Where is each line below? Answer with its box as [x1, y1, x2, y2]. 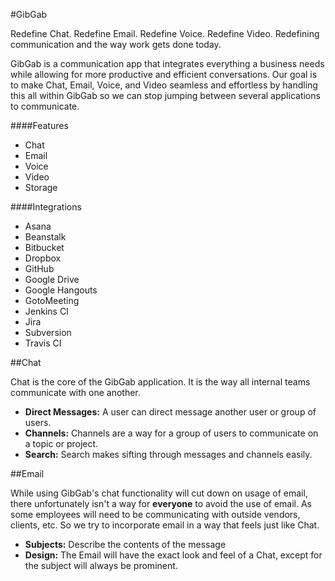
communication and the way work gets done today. [10, 39, 222, 50]
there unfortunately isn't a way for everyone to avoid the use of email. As [10, 498, 312, 509]
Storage [24, 182, 58, 193]
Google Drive [24, 274, 80, 285]
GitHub [24, 263, 55, 274]
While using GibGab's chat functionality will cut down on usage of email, [10, 487, 308, 499]
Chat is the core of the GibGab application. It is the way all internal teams [10, 376, 311, 388]
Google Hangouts [24, 284, 98, 296]
